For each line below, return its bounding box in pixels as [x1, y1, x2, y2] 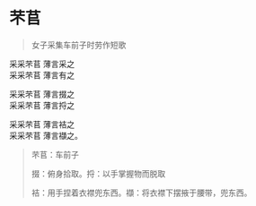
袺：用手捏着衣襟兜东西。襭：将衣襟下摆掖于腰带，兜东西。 [31, 187, 252, 198]
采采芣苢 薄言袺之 [9, 118, 75, 130]
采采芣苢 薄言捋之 [9, 99, 75, 110]
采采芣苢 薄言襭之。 [9, 130, 83, 141]
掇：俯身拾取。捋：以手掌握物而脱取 [31, 167, 166, 179]
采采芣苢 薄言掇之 [9, 89, 75, 99]
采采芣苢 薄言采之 [9, 58, 75, 69]
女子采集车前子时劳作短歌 [31, 39, 127, 50]
